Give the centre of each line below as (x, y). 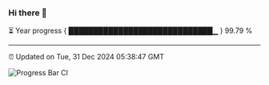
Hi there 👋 (28, 13)
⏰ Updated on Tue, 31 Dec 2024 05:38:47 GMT (86, 57)
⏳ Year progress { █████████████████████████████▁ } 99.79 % (130, 30)
